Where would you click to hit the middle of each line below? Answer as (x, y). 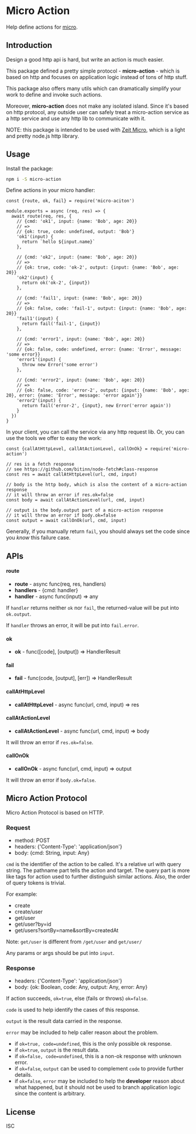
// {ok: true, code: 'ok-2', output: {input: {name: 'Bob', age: (98, 267)
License (21, 1112)
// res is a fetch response (40, 464)
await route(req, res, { (42, 217)
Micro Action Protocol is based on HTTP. (55, 812)
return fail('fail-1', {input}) (61, 324)
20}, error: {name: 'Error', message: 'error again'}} (74, 396)
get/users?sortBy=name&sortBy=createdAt (66, 930)
